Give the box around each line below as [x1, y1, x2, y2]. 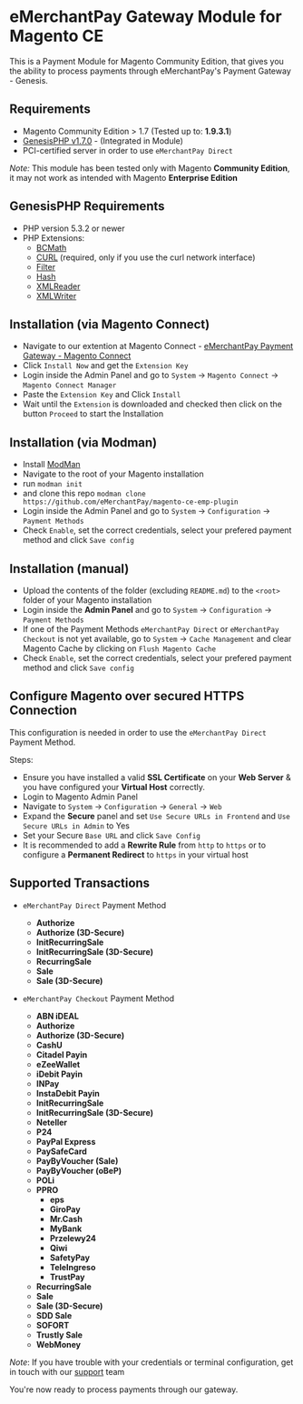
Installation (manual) [9, 561, 130, 577]
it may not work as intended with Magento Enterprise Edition [9, 172, 239, 183]
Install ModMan [22, 459, 81, 470]
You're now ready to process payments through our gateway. [9, 1384, 239, 1395]
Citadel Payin [35, 1048, 88, 1060]
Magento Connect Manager [22, 381, 117, 390]
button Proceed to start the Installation [22, 408, 164, 419]
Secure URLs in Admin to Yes [22, 820, 130, 831]
